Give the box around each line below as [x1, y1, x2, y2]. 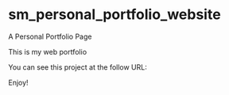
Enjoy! [8, 78, 29, 87]
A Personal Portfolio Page [8, 32, 92, 41]
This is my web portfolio [8, 47, 87, 56]
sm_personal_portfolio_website [8, 6, 221, 24]
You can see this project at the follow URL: [8, 62, 147, 72]
